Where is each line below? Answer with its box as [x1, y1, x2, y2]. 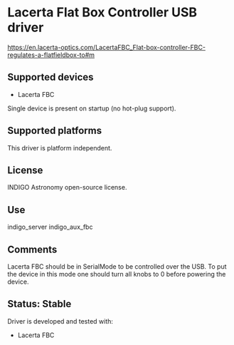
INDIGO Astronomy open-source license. [7, 183, 127, 192]
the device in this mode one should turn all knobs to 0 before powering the [7, 270, 226, 278]
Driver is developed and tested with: [7, 316, 114, 325]
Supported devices [7, 71, 94, 83]
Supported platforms [7, 125, 102, 137]
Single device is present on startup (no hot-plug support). [7, 104, 176, 113]
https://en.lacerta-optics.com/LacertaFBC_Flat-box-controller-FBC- [7, 43, 206, 51]
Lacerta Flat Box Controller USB [7, 4, 198, 21]
